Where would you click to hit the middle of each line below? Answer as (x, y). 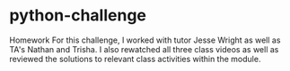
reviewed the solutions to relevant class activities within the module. (135, 59)
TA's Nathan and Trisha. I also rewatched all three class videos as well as (144, 49)
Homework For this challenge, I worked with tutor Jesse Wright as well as (145, 40)
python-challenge (78, 16)
